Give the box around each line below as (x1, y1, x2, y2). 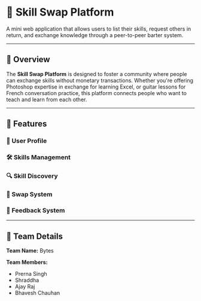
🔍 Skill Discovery (6, 172, 58, 180)
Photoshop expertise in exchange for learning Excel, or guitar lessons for (6, 83, 186, 90)
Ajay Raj (14, 282, 35, 290)
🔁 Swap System (6, 190, 53, 198)
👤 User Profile (6, 137, 47, 145)
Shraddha (14, 276, 39, 284)
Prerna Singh (14, 270, 48, 277)
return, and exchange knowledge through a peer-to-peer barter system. (6, 31, 184, 38)
